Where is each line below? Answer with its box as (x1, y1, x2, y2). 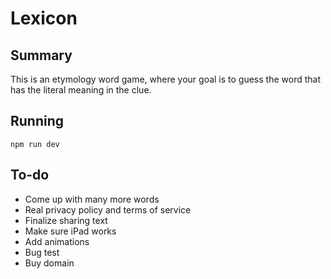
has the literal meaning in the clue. (10, 84, 152, 96)
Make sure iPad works (24, 225, 117, 237)
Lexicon (10, 7, 78, 30)
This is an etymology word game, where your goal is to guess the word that (10, 73, 321, 85)
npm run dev (10, 139, 60, 149)
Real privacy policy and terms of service (24, 203, 192, 216)
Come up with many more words (24, 193, 160, 205)
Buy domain (24, 257, 75, 269)
